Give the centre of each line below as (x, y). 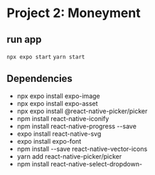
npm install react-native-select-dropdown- (80, 164)
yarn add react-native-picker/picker (69, 156)
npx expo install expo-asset (57, 103)
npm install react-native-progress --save (76, 126)
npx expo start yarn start (46, 57)
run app (24, 39)
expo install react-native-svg (59, 134)
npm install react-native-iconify (63, 118)
